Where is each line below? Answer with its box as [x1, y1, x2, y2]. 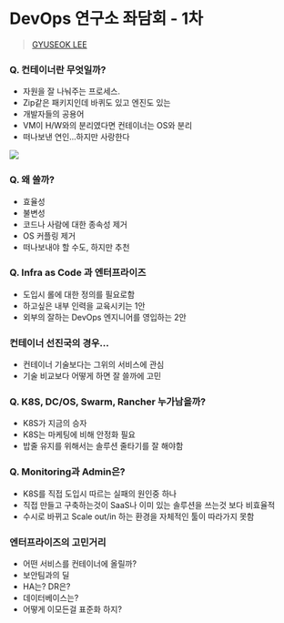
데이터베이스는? [22, 593, 79, 604]
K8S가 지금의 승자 [22, 418, 88, 429]
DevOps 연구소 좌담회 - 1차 [9, 8, 204, 29]
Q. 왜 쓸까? [9, 174, 56, 187]
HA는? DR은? [22, 581, 71, 592]
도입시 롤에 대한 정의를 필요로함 [22, 289, 135, 300]
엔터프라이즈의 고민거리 [9, 536, 106, 548]
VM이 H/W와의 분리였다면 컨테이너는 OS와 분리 [22, 120, 193, 131]
